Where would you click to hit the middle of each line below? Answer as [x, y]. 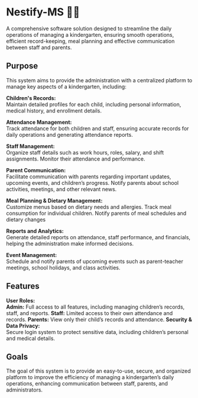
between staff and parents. [39, 47]
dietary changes [26, 219]
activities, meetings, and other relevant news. [61, 189]
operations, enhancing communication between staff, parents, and [87, 384]
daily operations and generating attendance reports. [69, 134]
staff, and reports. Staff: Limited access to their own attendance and [90, 313]
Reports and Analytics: [35, 231]
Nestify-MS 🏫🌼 [43, 12]
